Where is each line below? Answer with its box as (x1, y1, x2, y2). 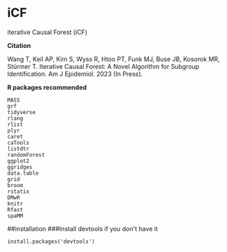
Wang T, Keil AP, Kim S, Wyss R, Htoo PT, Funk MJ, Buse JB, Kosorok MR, (7, 54, 220, 63)
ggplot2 (7, 157, 30, 164)
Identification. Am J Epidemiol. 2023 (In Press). (7, 70, 143, 78)
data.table (7, 169, 39, 177)
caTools (7, 139, 30, 146)
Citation (7, 41, 31, 49)
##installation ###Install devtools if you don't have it (7, 224, 159, 233)
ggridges (7, 164, 33, 171)
